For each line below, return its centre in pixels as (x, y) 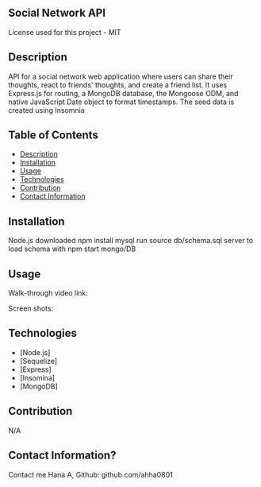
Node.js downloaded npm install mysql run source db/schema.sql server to (131, 241)
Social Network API (57, 13)
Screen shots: (31, 308)
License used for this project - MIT (65, 32)
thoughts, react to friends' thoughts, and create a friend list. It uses (118, 85)
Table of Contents (54, 135)
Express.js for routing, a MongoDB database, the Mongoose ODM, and (123, 93)
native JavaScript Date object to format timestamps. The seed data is (121, 102)
